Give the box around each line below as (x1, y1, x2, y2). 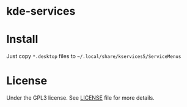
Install (6, 32, 38, 46)
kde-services (6, 4, 76, 18)
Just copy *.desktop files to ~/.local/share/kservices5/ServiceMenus (6, 53, 182, 60)
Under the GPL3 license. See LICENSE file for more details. (6, 94, 155, 101)
